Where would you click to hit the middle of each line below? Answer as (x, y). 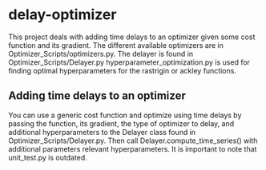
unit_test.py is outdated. (48, 157)
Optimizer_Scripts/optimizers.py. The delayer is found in (101, 53)
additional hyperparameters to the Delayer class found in (102, 132)
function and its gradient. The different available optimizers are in (116, 45)
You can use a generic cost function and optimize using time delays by (125, 115)
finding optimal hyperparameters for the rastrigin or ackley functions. (122, 70)
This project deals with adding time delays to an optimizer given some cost (132, 37)
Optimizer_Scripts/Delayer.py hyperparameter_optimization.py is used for (129, 62)
